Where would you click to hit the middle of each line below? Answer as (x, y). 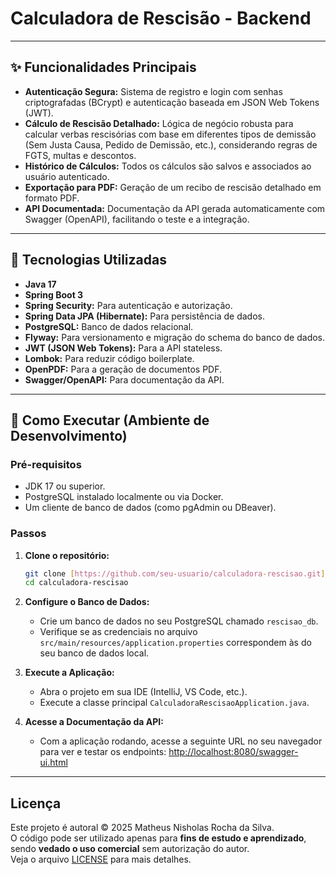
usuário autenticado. (67, 176)
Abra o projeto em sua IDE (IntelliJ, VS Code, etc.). (143, 692)
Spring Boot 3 (54, 294)
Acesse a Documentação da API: (94, 722)
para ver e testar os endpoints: (103, 752)
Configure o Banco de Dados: (87, 602)
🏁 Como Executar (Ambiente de (110, 420)
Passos (28, 534)
